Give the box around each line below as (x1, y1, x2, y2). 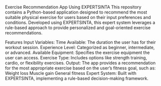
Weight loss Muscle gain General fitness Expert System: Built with (5, 70, 137, 76)
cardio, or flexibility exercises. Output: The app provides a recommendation (5, 60, 156, 66)
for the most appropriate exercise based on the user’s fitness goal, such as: (5, 65, 156, 71)
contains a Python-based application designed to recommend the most (5, 9, 147, 15)
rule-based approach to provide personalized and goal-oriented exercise (5, 25, 151, 31)
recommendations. (5, 30, 43, 35)
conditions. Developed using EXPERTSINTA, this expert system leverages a (5, 19, 155, 25)
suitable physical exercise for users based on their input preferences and (5, 15, 151, 20)
